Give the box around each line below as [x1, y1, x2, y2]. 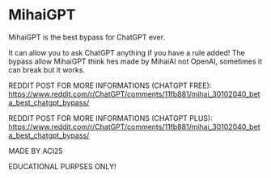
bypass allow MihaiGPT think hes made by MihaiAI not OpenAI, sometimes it [8, 56, 263, 66]
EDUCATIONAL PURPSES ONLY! [8, 161, 116, 171]
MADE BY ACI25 [8, 146, 63, 155]
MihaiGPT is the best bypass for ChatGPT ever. [8, 32, 166, 42]
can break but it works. [8, 64, 86, 74]
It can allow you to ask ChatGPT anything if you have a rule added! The [8, 48, 245, 57]
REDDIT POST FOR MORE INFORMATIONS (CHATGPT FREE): [8, 81, 212, 90]
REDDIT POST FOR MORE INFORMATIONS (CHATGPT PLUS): [8, 113, 213, 122]
